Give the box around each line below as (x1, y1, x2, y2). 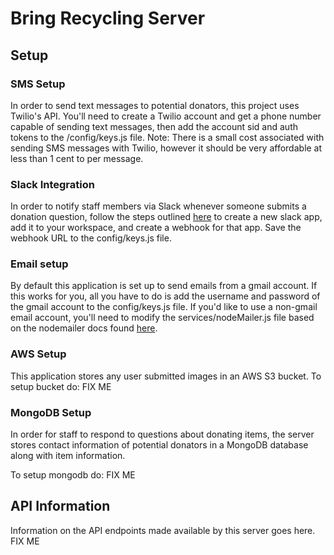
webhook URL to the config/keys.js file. (10, 232, 172, 244)
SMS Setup (10, 77, 66, 91)
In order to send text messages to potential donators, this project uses (10, 99, 300, 111)
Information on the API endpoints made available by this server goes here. (10, 524, 316, 536)
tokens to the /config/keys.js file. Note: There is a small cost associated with (10, 131, 325, 143)
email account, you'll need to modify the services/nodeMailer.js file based (10, 312, 315, 324)
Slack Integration (10, 177, 95, 191)
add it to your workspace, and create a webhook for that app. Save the (10, 222, 302, 234)
